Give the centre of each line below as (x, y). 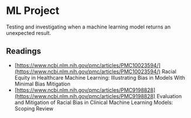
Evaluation (169, 96)
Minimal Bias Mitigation (42, 84)
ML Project (33, 11)
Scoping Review (34, 108)
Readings (24, 51)
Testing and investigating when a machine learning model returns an (88, 27)
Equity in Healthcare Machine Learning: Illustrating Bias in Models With (100, 77)
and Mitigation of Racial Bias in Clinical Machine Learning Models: (94, 102)
